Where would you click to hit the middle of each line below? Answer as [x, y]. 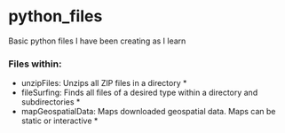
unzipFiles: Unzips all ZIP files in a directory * [104, 83]
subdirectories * [51, 102]
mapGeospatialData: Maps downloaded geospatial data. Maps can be [148, 112]
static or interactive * [59, 121]
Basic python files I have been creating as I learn [97, 41]
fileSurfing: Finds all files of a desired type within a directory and [139, 93]
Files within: [35, 64]
